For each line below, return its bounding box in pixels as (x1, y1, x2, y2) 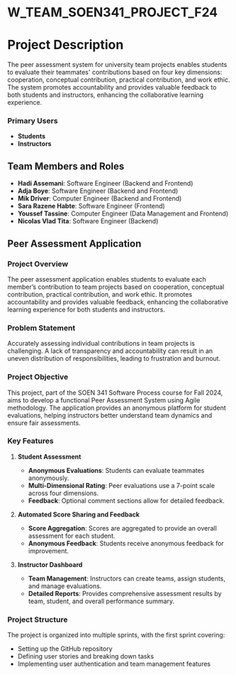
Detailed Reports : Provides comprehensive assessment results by (28, 589, 222, 597)
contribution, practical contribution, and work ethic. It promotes (7, 289, 193, 299)
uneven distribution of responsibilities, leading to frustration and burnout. (7, 354, 221, 363)
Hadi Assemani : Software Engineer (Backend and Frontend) (17, 179, 193, 188)
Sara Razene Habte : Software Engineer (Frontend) (17, 202, 165, 211)
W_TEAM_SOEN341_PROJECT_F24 (7, 4, 218, 21)
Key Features (7, 436, 55, 446)
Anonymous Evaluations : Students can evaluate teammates (28, 466, 205, 474)
